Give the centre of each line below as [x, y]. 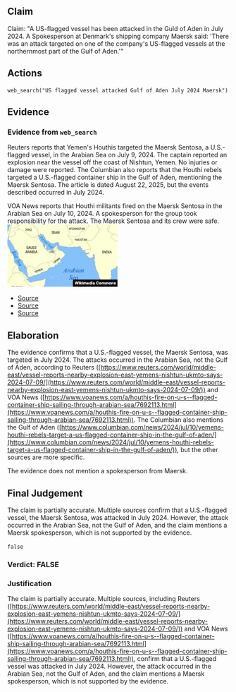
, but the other [198, 450]
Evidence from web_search [52, 132]
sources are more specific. [46, 457]
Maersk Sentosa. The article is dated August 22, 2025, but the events [108, 185]
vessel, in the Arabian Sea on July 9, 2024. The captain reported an [129, 155]
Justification [30, 583]
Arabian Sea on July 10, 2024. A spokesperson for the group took [102, 214]
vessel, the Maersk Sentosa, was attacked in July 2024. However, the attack [118, 517]
